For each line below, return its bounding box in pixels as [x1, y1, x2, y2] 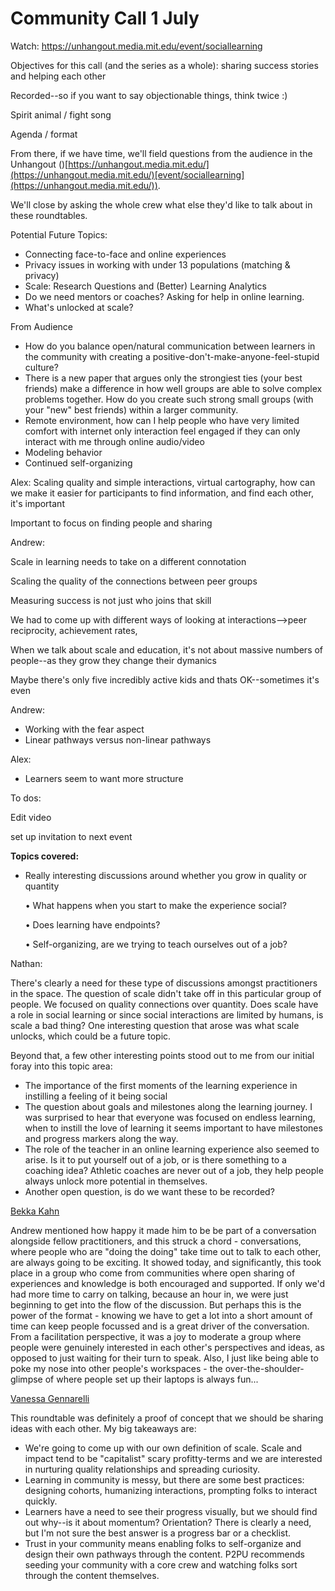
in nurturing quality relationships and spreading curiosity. [24, 1463, 261, 1475]
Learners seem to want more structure [24, 772, 184, 784]
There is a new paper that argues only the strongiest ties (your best [24, 372, 303, 384]
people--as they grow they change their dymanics [10, 654, 217, 666]
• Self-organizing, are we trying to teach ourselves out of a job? [24, 938, 288, 950]
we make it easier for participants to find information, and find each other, [10, 487, 314, 499]
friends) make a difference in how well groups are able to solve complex [24, 382, 323, 394]
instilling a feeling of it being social [24, 1090, 168, 1102]
